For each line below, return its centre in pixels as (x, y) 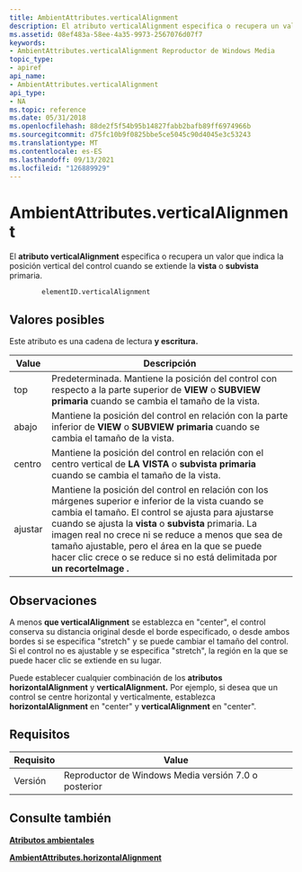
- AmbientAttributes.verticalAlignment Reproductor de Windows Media (142, 51)
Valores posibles (57, 320)
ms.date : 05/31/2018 (48, 118)
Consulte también (60, 819)
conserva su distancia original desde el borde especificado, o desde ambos (150, 631)
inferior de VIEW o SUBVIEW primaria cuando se (156, 427)
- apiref (26, 68)
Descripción (170, 363)
